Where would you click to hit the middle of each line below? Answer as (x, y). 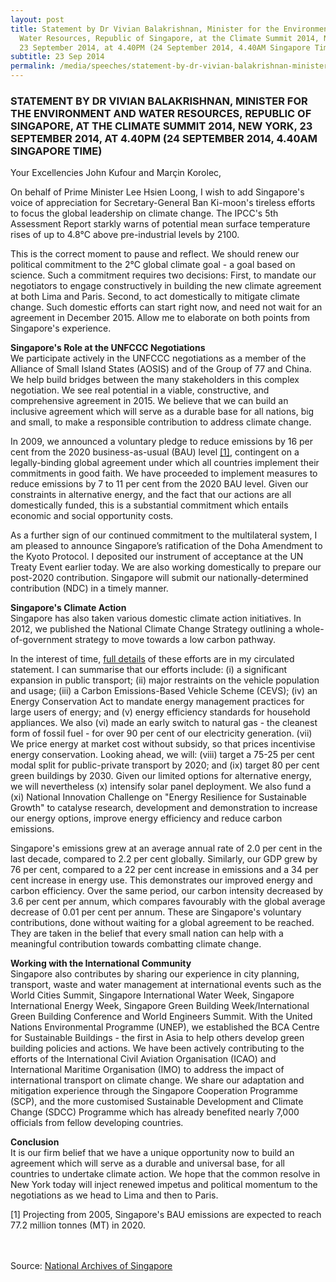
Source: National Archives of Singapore (91, 1266)
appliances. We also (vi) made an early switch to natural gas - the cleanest (164, 723)
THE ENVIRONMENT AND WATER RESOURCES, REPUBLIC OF (161, 113)
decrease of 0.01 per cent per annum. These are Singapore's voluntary (156, 912)
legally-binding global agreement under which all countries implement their (165, 463)
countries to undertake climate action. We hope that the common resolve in (165, 1174)
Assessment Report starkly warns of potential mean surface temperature (160, 224)
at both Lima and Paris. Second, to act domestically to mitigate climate (155, 297)
